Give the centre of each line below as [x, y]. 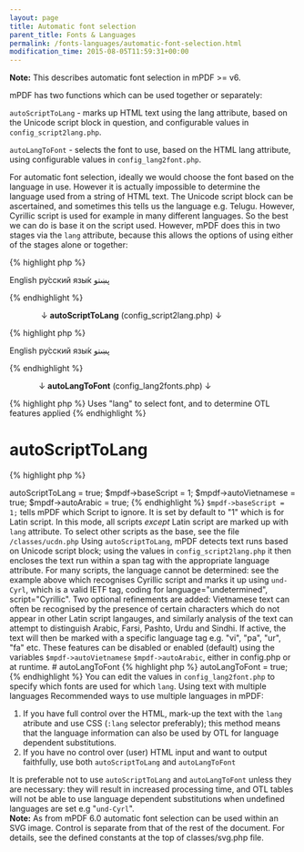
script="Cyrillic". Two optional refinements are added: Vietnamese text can [150, 599]
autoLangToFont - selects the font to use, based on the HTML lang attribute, [150, 150]
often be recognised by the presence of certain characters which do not [145, 609]
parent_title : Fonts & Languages [73, 35]
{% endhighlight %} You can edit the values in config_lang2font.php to [142, 677]
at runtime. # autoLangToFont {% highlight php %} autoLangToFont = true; [149, 667]
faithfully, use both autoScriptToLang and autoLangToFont [129, 762]
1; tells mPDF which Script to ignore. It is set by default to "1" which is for [147, 512]
